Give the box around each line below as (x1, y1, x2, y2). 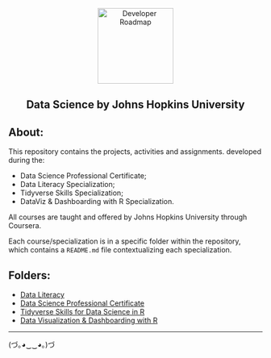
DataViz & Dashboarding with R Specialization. (19, 197, 175, 206)
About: (8, 125, 44, 139)
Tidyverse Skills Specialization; (19, 188, 123, 198)
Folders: (8, 268, 51, 282)
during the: (8, 156, 45, 165)
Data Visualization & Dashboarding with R (19, 315, 158, 326)
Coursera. (8, 221, 42, 231)
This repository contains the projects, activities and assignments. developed (8, 147, 262, 156)
